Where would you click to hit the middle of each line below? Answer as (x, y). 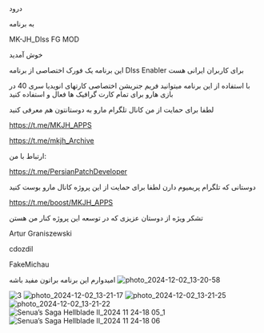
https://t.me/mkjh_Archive (52, 141)
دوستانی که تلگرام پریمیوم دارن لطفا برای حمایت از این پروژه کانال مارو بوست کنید (132, 187)
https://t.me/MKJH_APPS (50, 125)
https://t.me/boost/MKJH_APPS (61, 202)
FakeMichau (29, 264)
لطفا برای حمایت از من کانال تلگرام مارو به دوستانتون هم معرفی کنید (112, 109)
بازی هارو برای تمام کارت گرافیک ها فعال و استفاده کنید (91, 94)
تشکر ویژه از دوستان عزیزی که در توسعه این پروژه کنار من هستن (106, 218)
